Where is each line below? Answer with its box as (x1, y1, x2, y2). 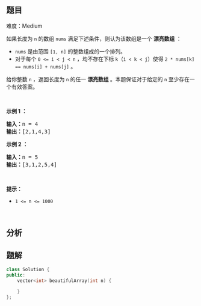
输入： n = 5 (6, 153, 39, 161)
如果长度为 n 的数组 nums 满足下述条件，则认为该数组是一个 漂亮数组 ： (6, 35, 182, 42)
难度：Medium (6, 22, 43, 29)
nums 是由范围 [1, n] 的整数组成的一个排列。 (14, 47, 126, 55)
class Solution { (6, 266, 50, 273)
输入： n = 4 (6, 120, 39, 127)
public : (6, 272, 26, 278)
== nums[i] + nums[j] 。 (14, 63, 76, 70)
